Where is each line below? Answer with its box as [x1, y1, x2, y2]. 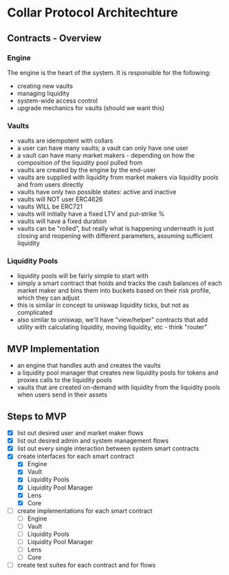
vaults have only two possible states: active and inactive [17, 188, 177, 196]
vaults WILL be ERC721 [17, 202, 83, 211]
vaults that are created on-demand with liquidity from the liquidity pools [17, 384, 221, 392]
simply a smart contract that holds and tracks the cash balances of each [17, 279, 222, 287]
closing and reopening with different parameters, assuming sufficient [17, 232, 213, 240]
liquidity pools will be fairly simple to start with [17, 272, 149, 280]
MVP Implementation [7, 343, 100, 355]
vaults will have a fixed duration [17, 217, 107, 225]
